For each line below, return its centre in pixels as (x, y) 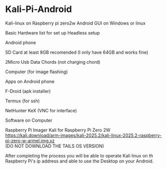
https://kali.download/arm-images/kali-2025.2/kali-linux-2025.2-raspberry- (83, 135)
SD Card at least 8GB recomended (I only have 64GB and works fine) (77, 52)
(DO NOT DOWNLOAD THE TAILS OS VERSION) (55, 146)
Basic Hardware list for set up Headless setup (53, 33)
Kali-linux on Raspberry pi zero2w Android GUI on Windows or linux (75, 23)
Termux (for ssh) (23, 101)
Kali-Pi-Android (38, 9)
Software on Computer (29, 120)
